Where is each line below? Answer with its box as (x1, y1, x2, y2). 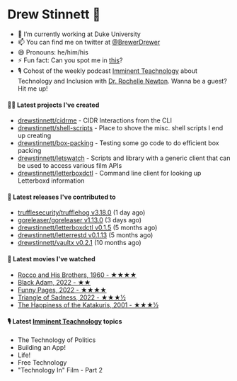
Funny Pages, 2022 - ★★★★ (17, 285, 108, 294)
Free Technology (17, 358, 67, 367)
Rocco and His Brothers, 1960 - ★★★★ (17, 271, 137, 279)
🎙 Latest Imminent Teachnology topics (7, 317, 122, 326)
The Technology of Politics (17, 336, 96, 344)
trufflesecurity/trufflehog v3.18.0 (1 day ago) (17, 208, 146, 217)
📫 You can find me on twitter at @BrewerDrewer (17, 38, 161, 46)
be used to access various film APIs (17, 161, 122, 170)
